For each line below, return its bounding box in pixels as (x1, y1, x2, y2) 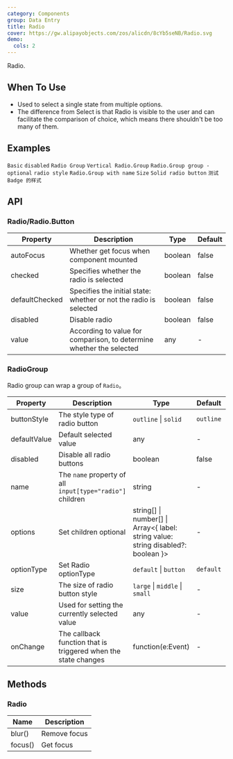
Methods (7, 678, 47, 690)
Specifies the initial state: (69, 286, 151, 296)
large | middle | (132, 581, 182, 591)
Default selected (58, 430, 112, 439)
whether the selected (69, 343, 139, 353)
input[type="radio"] (58, 487, 126, 495)
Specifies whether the (69, 266, 141, 276)
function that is (58, 637, 107, 647)
